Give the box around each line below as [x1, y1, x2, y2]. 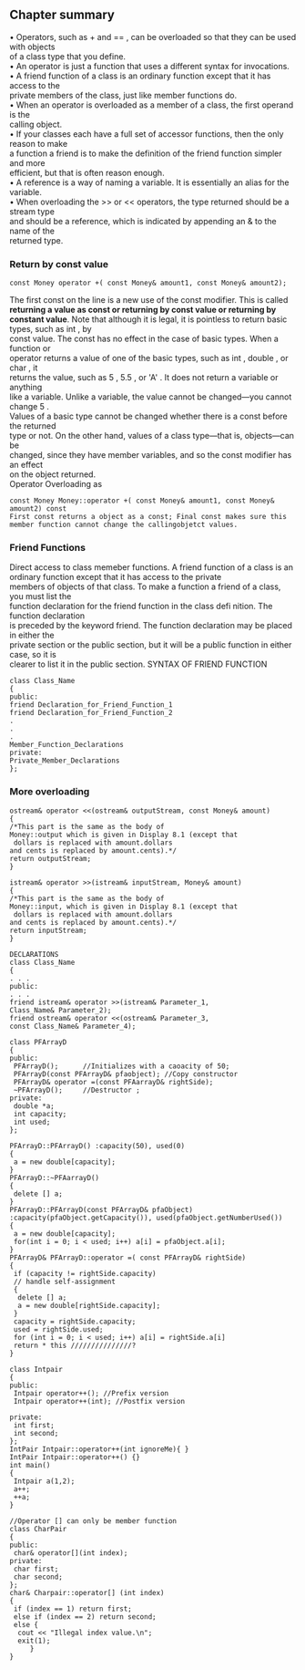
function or [9, 343, 51, 354]
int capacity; [13, 1109, 67, 1118]
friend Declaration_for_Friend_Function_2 [9, 709, 173, 718]
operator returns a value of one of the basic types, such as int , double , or [9, 353, 289, 364]
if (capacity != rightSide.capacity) [13, 1269, 157, 1278]
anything [9, 382, 43, 393]
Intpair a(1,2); [13, 1477, 76, 1486]
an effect [9, 460, 44, 471]
